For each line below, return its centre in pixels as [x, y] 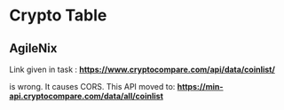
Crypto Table [58, 16]
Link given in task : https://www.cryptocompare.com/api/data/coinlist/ [142, 69]
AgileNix [33, 48]
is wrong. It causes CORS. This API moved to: [92, 86]
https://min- [200, 86]
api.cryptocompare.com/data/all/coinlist [87, 96]
